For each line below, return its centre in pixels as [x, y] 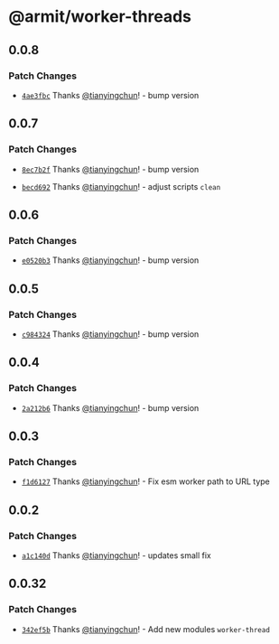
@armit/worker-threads [100, 17]
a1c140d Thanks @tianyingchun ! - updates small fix [116, 555]
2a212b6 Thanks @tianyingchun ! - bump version [110, 407]
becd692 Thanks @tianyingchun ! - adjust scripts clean [121, 186]
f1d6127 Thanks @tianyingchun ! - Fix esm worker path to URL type [145, 481]
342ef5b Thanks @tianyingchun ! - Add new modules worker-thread [145, 629]
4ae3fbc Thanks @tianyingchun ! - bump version [110, 95]
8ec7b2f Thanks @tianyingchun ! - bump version [110, 169]
